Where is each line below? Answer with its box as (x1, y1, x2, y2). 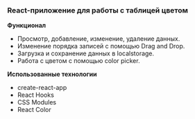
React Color (17, 106, 51, 114)
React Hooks (17, 91, 54, 99)
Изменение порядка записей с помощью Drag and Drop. (17, 42, 185, 51)
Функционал (7, 21, 46, 30)
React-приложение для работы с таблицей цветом (7, 6, 189, 15)
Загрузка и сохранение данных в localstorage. (17, 49, 155, 57)
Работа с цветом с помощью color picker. (17, 57, 140, 65)
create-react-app (17, 84, 67, 92)
